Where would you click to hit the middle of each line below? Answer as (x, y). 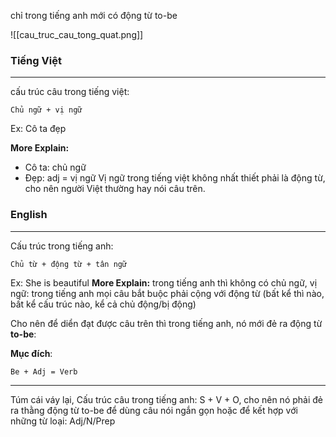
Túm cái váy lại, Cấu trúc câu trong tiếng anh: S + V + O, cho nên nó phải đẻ (166, 399)
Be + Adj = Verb (44, 371)
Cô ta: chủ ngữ (55, 167)
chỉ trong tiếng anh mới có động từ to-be (94, 15)
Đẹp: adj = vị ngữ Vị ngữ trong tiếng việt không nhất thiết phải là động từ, (175, 178)
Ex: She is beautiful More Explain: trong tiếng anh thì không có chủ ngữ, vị (164, 282)
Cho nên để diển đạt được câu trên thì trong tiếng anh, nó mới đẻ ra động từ (166, 323)
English (29, 215)
